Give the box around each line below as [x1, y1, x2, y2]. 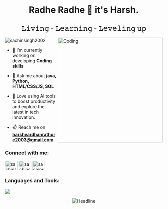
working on [12, 52, 36, 58]
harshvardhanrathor [12, 132, 56, 137]
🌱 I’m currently [12, 47, 43, 53]
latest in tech [12, 109, 39, 115]
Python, [12, 78, 29, 84]
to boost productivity [12, 98, 56, 104]
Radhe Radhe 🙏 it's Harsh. [29, 4, 139, 16]
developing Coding [12, 58, 52, 64]
